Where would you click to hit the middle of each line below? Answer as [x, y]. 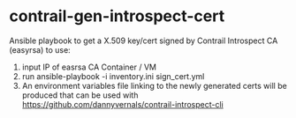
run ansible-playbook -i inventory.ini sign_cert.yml [113, 76]
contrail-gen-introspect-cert [117, 16]
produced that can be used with [80, 95]
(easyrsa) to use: [40, 49]
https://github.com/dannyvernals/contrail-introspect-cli [122, 104]
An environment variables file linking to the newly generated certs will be [154, 85]
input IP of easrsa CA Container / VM [89, 67]
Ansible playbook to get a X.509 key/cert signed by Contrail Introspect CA [144, 41]
